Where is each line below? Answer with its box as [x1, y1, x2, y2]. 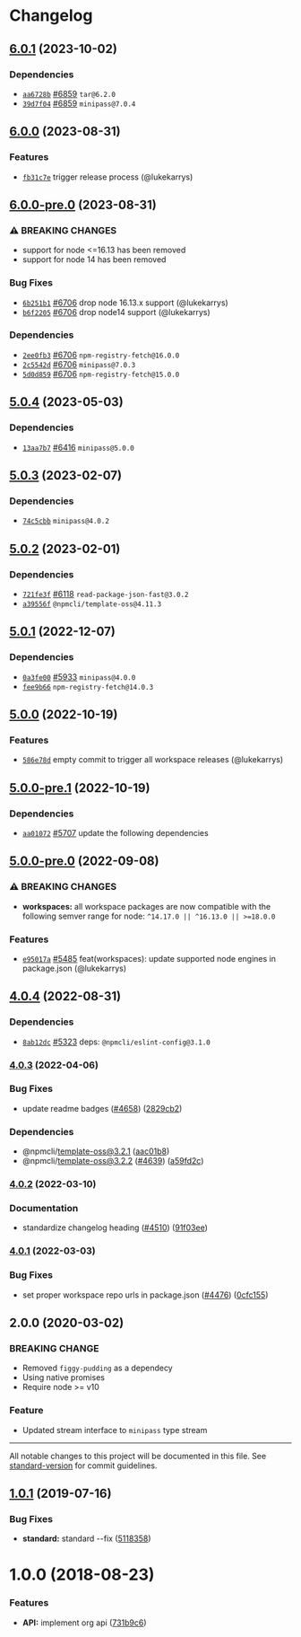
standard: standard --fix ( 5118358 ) [21, 1533, 151, 1545]
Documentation [9, 1202, 79, 1214]
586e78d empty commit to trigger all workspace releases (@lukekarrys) [21, 754, 284, 765]
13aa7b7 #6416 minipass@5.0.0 [21, 442, 134, 453]
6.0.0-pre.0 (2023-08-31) [9, 197, 157, 212]
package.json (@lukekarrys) [21, 963, 127, 973]
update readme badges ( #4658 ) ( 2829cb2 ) [21, 1103, 183, 1113]
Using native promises [21, 1372, 106, 1383]
